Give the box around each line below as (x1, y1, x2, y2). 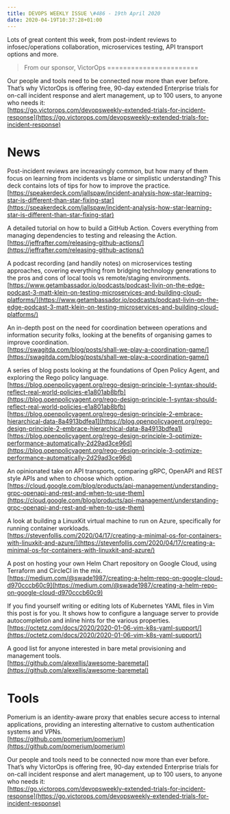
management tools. (7, 652, 62, 660)
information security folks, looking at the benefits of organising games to (7, 331, 212, 339)
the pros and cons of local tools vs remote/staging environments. (7, 274, 191, 282)
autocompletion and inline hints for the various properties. (7, 616, 171, 625)
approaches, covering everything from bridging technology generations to (7, 267, 217, 275)
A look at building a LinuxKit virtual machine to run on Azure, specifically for (7, 517, 221, 525)
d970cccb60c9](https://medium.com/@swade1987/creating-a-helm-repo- (7, 581, 218, 589)
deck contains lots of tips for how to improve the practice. (7, 181, 170, 190)
